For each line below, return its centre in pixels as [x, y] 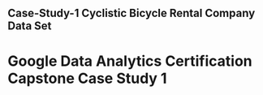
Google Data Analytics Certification [130, 61]
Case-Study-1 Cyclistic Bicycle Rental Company [131, 13]
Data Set [30, 26]
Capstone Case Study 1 [87, 78]
